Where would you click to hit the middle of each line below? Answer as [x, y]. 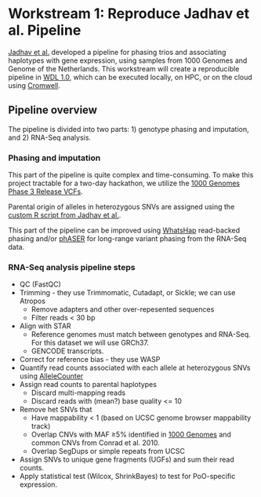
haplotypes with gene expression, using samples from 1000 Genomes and [128, 60]
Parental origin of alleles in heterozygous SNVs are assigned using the [121, 207]
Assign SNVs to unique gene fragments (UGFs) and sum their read [127, 459]
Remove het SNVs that [56, 410]
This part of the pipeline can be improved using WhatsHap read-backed [124, 230]
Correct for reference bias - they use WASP [90, 360]
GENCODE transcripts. [67, 351]
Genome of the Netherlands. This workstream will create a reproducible [124, 68]
